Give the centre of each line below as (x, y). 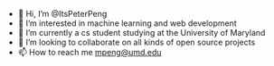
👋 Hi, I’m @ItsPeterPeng (62, 14)
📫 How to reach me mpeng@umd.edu (90, 52)
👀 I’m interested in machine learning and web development (127, 23)
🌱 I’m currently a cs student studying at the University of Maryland (142, 33)
